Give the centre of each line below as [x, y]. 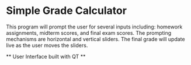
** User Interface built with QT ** [46, 56]
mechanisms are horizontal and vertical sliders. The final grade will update [95, 39]
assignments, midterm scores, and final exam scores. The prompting [89, 32]
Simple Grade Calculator [67, 11]
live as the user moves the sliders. [47, 45]
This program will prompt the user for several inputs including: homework [94, 27]
